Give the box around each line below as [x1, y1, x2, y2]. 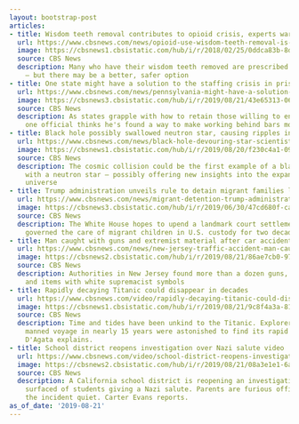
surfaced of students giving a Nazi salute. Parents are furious [25, 385, 273, 394]
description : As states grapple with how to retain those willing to [17, 112, 280, 121]
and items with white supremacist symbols [25, 277, 185, 286]
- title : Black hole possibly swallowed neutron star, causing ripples [9, 129, 280, 138]
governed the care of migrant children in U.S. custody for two [25, 228, 269, 236]
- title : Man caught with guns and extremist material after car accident [9, 236, 293, 245]
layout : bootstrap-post [9, 12, 98, 22]
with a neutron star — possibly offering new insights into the [25, 170, 269, 179]
